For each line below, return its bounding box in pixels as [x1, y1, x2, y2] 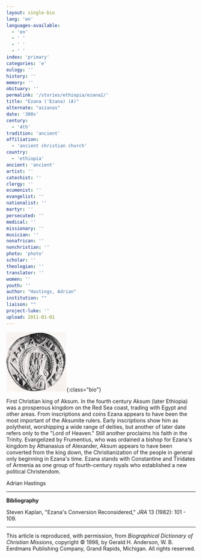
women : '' [6, 276, 31, 282]
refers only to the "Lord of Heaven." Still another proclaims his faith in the [6, 429, 188, 437]
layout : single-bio [6, 10, 55, 16]
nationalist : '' [6, 200, 47, 206]
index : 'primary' [6, 54, 50, 60]
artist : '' [6, 168, 34, 174]
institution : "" [6, 295, 47, 301]
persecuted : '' [6, 212, 44, 219]
